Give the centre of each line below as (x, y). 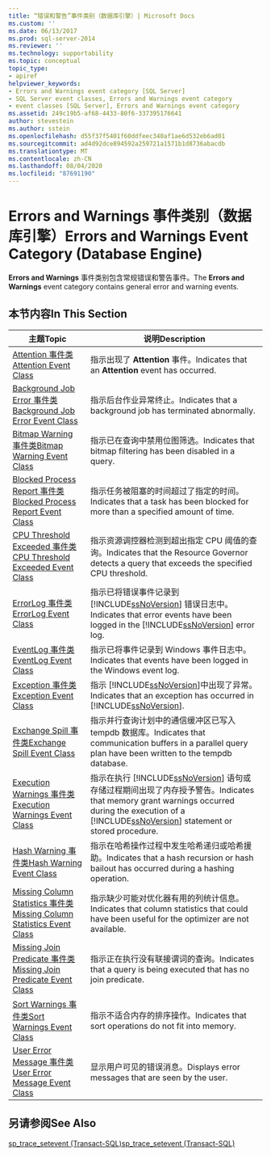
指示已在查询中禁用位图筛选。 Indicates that (173, 440)
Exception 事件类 (44, 685)
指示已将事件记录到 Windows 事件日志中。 (171, 649)
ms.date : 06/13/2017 (43, 31)
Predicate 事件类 (44, 959)
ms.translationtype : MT (48, 151)
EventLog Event (42, 660)
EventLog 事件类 (44, 649)
